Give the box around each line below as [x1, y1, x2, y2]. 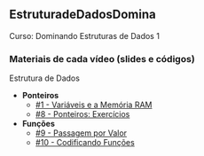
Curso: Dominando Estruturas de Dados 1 [9, 30, 160, 41]
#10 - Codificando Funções [35, 137, 135, 148]
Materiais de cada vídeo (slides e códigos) [9, 52, 195, 65]
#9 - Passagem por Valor [35, 128, 127, 138]
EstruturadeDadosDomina [9, 7, 157, 22]
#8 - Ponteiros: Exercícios [35, 109, 130, 120]
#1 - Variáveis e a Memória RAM [35, 99, 153, 110]
